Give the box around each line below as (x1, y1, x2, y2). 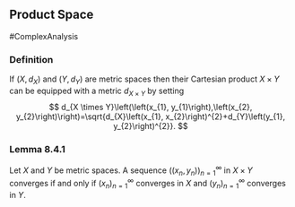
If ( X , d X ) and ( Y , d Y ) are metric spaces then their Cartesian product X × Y (9, 73, 280, 86)
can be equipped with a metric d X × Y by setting (9, 85, 185, 98)
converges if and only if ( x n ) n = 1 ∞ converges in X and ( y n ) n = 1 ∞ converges (9, 177, 287, 191)
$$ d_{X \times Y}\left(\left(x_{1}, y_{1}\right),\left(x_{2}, (48, 101, 253, 112)
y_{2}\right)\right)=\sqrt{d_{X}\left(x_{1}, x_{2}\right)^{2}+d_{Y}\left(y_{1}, (15, 111, 286, 122)
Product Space (9, 7, 94, 22)
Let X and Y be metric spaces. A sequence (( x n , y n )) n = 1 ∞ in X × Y (9, 163, 253, 177)
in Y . (9, 189, 27, 200)
